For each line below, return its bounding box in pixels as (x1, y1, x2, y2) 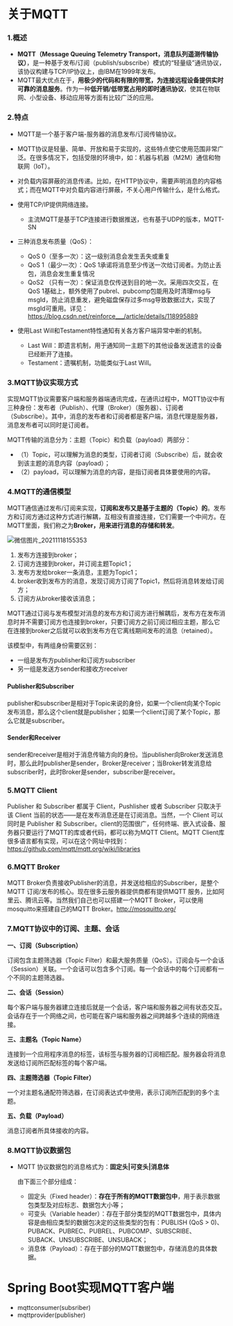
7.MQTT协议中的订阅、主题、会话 (7, 924, 120, 934)
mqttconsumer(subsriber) (17, 1303, 92, 1311)
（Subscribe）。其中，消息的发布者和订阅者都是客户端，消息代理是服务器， (7, 412, 222, 421)
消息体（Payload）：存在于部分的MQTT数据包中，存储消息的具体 (27, 1244, 212, 1252)
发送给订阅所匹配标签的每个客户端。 (7, 1058, 111, 1067)
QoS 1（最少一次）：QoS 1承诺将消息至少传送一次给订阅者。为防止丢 (27, 260, 222, 269)
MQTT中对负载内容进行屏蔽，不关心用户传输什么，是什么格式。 (41, 185, 224, 193)
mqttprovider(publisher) (17, 1311, 86, 1319)
